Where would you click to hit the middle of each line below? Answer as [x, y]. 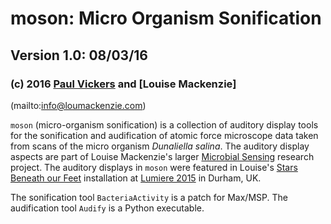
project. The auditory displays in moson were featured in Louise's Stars [154, 167]
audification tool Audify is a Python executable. [107, 208]
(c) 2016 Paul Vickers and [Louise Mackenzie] [123, 84]
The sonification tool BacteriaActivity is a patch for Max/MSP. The [149, 197]
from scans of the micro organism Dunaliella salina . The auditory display [160, 146]
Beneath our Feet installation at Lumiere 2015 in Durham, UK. [136, 178]
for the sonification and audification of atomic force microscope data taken [164, 135]
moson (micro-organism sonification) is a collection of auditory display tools [164, 124]
